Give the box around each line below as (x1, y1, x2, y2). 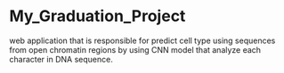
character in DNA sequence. (9, 54, 113, 64)
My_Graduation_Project (9, 6, 186, 26)
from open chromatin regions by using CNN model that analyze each (9, 44, 261, 55)
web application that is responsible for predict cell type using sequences (9, 35, 276, 46)
